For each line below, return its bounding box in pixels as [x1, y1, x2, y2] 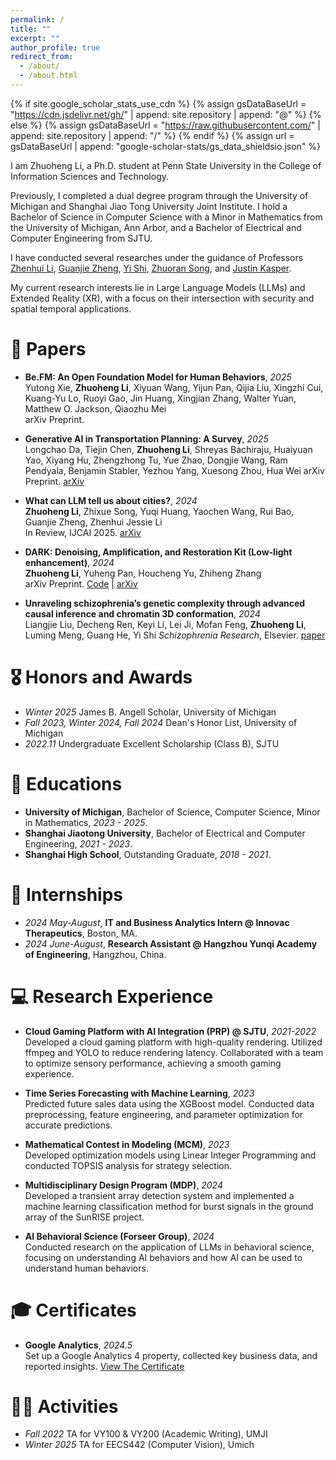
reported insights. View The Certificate [24, 1360, 185, 1372]
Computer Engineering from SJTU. [10, 232, 153, 244]
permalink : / [10, 14, 65, 25]
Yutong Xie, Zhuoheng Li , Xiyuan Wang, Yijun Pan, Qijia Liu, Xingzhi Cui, [24, 381, 324, 393]
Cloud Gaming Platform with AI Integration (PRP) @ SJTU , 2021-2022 [24, 1025, 317, 1037]
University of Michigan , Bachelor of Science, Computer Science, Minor [24, 806, 321, 818]
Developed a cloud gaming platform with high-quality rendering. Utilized [24, 1036, 323, 1048]
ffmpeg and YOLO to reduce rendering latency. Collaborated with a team [24, 1046, 324, 1058]
